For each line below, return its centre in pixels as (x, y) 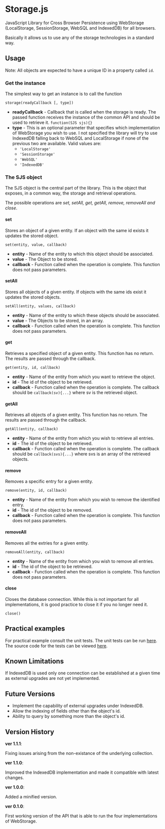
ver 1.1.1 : (14, 744)
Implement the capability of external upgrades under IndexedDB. (78, 706)
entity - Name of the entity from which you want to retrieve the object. (84, 377)
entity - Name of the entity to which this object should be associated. (83, 254)
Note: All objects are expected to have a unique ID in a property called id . (80, 70)
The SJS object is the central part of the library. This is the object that (76, 188)
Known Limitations (34, 661)
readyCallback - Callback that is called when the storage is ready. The (84, 112)
